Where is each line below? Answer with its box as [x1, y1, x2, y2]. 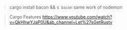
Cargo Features [9, 14, 42, 19]
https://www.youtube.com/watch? [42, 14, 113, 19]
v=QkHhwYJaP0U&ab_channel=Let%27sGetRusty [9, 19, 113, 25]
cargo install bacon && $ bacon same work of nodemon [9, 4, 123, 10]
